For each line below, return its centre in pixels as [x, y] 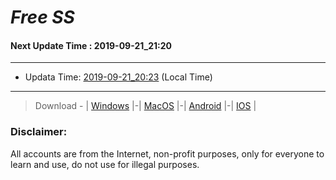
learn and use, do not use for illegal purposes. [105, 164]
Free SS [42, 17]
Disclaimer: [39, 132]
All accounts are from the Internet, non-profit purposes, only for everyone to [167, 153]
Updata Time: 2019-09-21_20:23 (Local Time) [118, 77]
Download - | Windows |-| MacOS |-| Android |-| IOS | [145, 106]
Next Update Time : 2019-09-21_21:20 [91, 45]
